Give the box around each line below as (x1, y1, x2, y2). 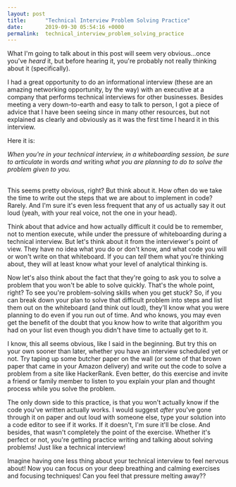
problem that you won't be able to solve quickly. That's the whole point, (7, 281, 215, 290)
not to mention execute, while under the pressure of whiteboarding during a (7, 230, 227, 238)
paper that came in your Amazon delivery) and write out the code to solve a (7, 362, 227, 371)
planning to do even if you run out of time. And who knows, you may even (7, 311, 221, 319)
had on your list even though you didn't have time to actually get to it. (7, 326, 209, 335)
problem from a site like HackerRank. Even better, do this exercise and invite (7, 369, 228, 378)
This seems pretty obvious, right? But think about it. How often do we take (7, 186, 223, 195)
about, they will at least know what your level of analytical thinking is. (7, 260, 208, 269)
